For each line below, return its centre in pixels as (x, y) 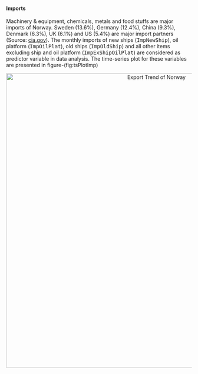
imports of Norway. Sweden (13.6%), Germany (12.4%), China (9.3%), (91, 28)
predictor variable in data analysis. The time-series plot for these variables (96, 59)
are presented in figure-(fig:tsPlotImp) (52, 65)
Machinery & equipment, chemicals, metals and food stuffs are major (90, 21)
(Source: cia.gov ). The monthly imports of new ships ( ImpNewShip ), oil (92, 40)
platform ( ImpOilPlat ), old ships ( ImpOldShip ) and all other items (88, 47)
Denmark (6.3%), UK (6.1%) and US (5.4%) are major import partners (90, 34)
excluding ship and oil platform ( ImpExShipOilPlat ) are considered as (93, 52)
